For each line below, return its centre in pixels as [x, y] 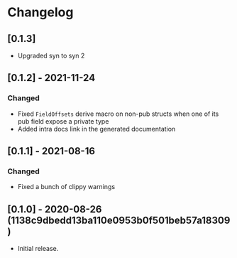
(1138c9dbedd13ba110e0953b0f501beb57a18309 [119, 220]
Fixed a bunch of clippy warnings [66, 187]
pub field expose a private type [63, 121]
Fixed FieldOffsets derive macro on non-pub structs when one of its [118, 114]
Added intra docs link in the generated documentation [97, 129]
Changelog [40, 12]
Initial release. [38, 249]
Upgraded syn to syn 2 [51, 55]
